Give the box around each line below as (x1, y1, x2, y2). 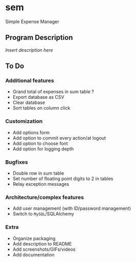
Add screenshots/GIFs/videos (12, 246, 76, 252)
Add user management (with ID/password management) (12, 205, 131, 211)
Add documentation (12, 251, 55, 257)
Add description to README (12, 241, 72, 247)
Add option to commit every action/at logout (12, 135, 106, 141)
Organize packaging (12, 235, 56, 242)
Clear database (12, 99, 45, 106)
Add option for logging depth (12, 145, 74, 152)
